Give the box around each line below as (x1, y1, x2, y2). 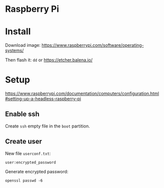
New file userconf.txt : (5, 150, 51, 156)
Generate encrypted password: (5, 168, 68, 174)
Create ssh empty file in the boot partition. (5, 123, 90, 129)
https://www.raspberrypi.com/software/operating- (41, 42, 144, 48)
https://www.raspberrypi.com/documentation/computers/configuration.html (5, 91, 159, 96)
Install (5, 26, 31, 37)
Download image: (5, 42, 41, 48)
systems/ (5, 48, 24, 54)
